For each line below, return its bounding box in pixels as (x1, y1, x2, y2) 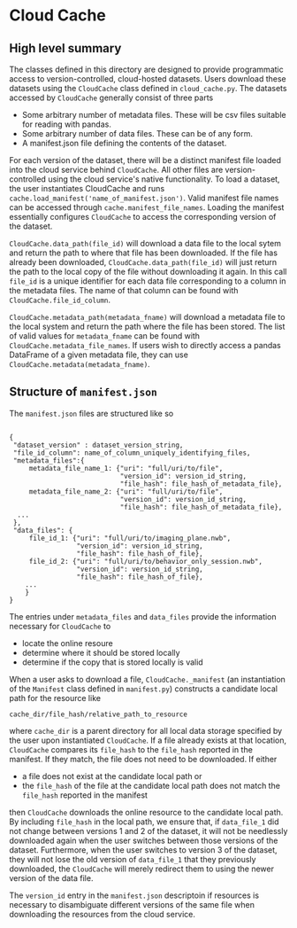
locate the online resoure (21, 637, 113, 648)
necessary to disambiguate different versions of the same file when (9, 899, 255, 909)
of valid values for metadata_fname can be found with (9, 331, 201, 341)
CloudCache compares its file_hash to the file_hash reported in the (9, 744, 254, 754)
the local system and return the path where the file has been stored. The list (9, 321, 286, 331)
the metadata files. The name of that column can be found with (9, 285, 239, 295)
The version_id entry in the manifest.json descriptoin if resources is (9, 890, 259, 901)
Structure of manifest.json (9, 385, 157, 400)
